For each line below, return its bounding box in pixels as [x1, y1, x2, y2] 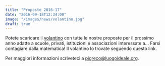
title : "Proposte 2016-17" [5, 7, 62, 12]
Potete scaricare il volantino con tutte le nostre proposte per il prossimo [5, 35, 154, 41]
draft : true [5, 21, 30, 26]
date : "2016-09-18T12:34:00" [5, 12, 67, 17]
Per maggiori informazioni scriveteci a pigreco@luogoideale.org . [5, 55, 139, 61]
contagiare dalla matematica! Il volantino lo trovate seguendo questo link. [5, 45, 157, 51]
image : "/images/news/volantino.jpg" [5, 16, 85, 21]
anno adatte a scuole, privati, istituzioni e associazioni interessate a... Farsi [5, 40, 160, 46]
